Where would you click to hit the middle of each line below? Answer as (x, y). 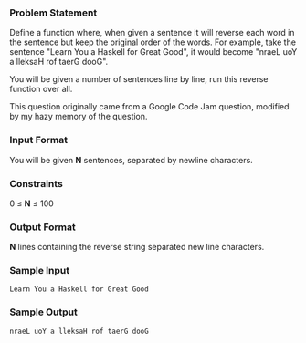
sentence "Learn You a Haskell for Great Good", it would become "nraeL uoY (153, 52)
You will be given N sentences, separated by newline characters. (131, 160)
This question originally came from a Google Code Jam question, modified (149, 107)
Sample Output (43, 312)
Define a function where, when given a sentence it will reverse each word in (152, 33)
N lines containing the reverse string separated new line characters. (137, 247)
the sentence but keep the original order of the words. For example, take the (153, 42)
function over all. (41, 89)
